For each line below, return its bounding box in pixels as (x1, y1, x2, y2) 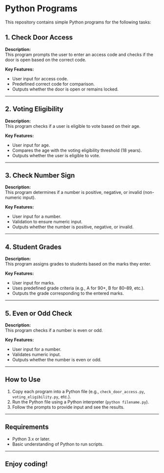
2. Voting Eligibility (5, 105, 63, 113)
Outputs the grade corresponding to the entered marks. (12, 290, 124, 296)
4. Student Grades (5, 243, 62, 251)
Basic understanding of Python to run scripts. (12, 441, 104, 447)
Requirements (5, 423, 49, 431)
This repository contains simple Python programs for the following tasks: (5, 19, 151, 25)
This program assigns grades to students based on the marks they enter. (5, 261, 151, 267)
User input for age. (12, 142, 50, 148)
